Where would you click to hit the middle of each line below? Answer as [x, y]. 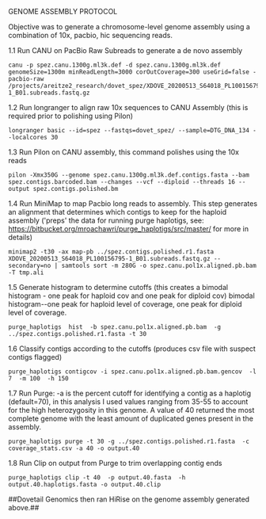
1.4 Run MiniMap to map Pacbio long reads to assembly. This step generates [133, 204]
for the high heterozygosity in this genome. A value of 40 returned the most [131, 410]
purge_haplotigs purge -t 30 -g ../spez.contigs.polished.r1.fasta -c [129, 441]
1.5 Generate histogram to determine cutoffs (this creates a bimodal [118, 287]
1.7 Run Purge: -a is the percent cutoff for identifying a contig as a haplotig [130, 393]
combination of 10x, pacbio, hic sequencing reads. [90, 35]
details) [21, 237]
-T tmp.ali [26, 273]
